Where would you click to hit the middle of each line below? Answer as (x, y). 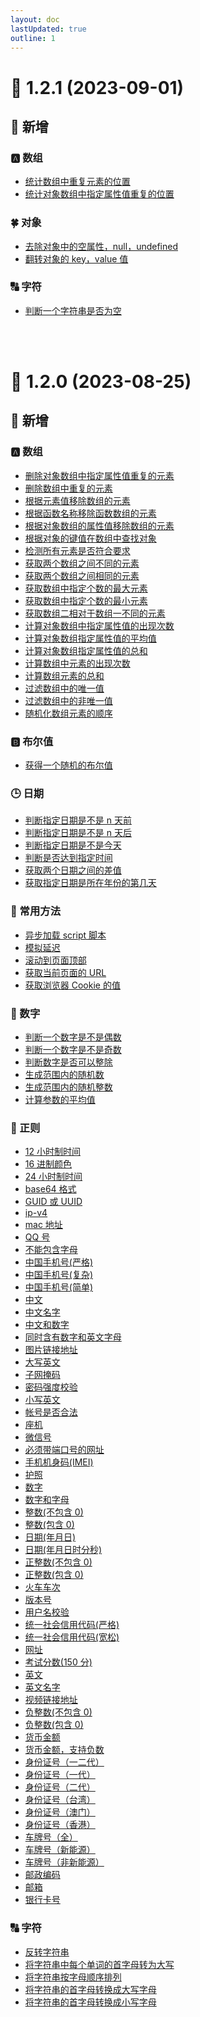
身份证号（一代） (60, 1775)
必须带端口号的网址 (64, 1450)
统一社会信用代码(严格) (72, 1625)
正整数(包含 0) (54, 1575)
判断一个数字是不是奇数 (73, 1049)
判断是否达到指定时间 (68, 858)
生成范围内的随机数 (64, 1074)
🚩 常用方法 (36, 911)
